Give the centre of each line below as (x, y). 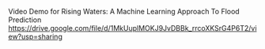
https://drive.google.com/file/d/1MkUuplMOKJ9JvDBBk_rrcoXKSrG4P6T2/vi (132, 28)
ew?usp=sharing (36, 36)
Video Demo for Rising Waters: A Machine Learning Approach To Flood (124, 11)
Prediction (25, 20)
